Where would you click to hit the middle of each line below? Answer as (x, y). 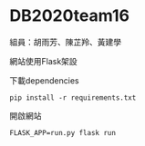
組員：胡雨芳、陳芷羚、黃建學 (65, 42)
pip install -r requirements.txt (73, 97)
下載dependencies (44, 80)
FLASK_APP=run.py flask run (63, 132)
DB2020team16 (70, 16)
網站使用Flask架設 (43, 61)
